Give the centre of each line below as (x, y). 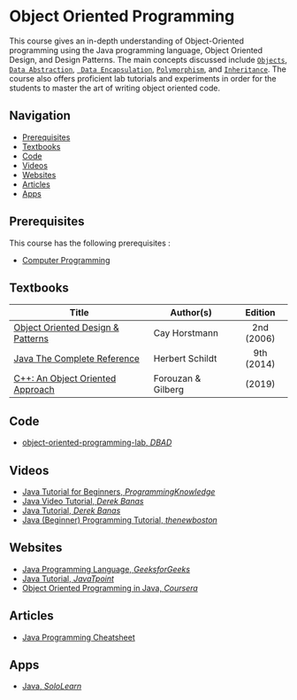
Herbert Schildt (185, 359)
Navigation (40, 116)
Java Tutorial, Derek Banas (71, 510)
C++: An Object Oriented (65, 378)
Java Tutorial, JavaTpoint (68, 579)
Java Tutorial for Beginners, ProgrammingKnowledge (118, 492)
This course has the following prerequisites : (90, 243)
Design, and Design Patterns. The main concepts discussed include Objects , (148, 59)
